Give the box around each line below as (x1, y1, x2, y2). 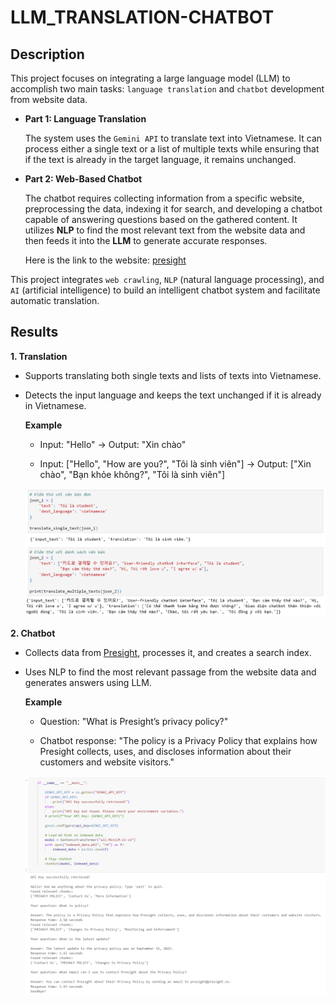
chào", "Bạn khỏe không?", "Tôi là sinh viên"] (39, 468, 226, 480)
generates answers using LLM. (24, 677, 152, 689)
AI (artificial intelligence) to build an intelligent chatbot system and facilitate (10, 284, 321, 296)
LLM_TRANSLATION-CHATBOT (10, 6, 275, 29)
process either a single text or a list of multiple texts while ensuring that (24, 143, 320, 155)
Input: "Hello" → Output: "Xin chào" (39, 438, 187, 450)
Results (10, 324, 59, 341)
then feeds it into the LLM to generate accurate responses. (24, 235, 268, 246)
